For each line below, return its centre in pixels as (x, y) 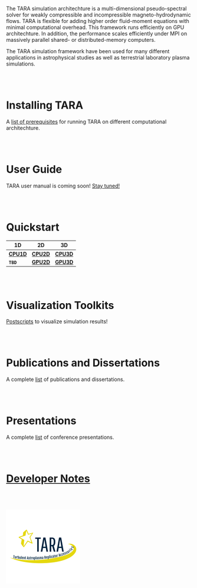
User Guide (34, 170)
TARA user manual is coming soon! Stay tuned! (63, 186)
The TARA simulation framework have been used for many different (88, 51)
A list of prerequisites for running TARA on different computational (86, 121)
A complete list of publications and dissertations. (65, 379)
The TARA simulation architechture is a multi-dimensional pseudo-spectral (96, 9)
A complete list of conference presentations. (60, 437)
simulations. (21, 64)
